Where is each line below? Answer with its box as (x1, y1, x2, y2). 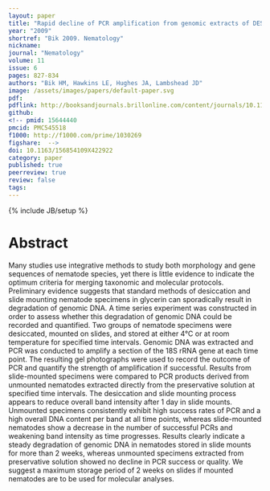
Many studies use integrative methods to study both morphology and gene (8, 260, 256, 270)
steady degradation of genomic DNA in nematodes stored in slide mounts (8, 440, 252, 449)
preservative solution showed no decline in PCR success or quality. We (8, 456, 243, 466)
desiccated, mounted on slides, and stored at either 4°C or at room (8, 329, 230, 338)
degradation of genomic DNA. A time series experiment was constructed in (8, 303, 257, 313)
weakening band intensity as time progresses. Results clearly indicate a (8, 431, 245, 440)
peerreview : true (8, 169, 67, 177)
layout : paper (8, 11, 56, 20)
